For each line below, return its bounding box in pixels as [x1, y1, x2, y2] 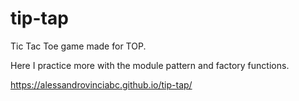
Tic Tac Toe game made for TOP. [10, 40, 147, 52]
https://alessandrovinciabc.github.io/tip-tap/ [10, 78, 193, 91]
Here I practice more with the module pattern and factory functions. [10, 59, 290, 71]
